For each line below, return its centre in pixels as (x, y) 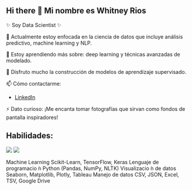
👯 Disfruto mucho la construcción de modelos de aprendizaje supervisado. (96, 72)
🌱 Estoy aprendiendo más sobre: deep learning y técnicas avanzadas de (93, 54)
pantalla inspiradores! (32, 117)
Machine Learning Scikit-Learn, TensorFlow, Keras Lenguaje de (83, 162)
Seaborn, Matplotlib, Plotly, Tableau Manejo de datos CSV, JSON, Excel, (93, 174)
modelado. (19, 60)
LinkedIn (25, 97)
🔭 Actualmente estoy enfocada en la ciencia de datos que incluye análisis (95, 36)
